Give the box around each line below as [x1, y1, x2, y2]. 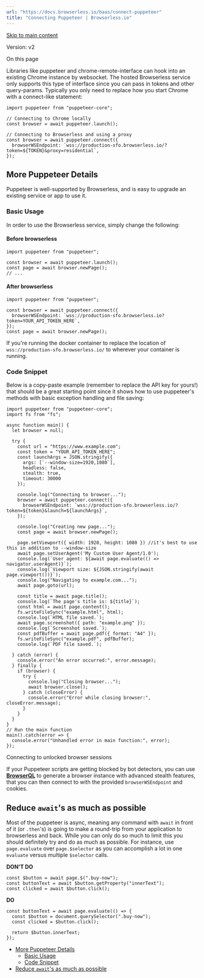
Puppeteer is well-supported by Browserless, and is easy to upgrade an [6, 186, 186, 193]
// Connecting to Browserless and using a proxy [6, 131, 132, 137]
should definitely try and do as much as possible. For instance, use [6, 838, 174, 846]
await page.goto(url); [17, 583, 75, 589]
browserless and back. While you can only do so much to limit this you [6, 832, 183, 839]
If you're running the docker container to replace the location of [6, 340, 166, 347]
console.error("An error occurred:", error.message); [17, 657, 157, 663]
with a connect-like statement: [6, 93, 83, 100]
